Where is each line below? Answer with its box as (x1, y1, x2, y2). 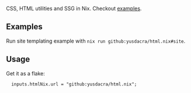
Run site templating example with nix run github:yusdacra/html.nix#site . (6, 37, 186, 44)
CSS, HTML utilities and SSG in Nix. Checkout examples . (6, 5, 142, 12)
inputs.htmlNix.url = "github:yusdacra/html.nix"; (11, 81, 137, 87)
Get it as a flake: (6, 70, 46, 77)
